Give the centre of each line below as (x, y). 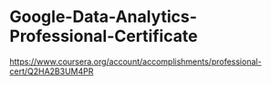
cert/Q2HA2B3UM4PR (52, 71)
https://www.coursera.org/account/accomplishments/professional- (135, 61)
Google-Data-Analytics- (104, 17)
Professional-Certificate (104, 36)
